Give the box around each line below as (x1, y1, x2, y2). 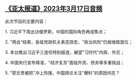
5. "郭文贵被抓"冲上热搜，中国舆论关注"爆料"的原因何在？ (5, 70, 120, 76)
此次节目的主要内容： (5, 18, 48, 24)
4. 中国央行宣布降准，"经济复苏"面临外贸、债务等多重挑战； (5, 60, 125, 65)
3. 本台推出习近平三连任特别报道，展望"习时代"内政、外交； (5, 49, 125, 55)
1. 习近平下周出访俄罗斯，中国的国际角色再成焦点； (5, 29, 107, 34)
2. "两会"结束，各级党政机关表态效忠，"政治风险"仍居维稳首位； (5, 39, 133, 45)
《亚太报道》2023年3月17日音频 (5, 4, 102, 13)
